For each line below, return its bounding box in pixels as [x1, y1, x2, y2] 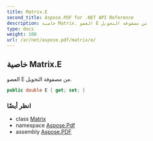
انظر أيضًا [7, 101, 31, 110]
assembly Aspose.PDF [15, 128, 72, 135]
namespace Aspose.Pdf [15, 122, 75, 129]
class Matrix [15, 115, 46, 122]
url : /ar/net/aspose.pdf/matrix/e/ [7, 37, 96, 43]
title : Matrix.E [7, 8, 48, 15]
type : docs [7, 25, 34, 32]
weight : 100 [7, 31, 37, 38]
